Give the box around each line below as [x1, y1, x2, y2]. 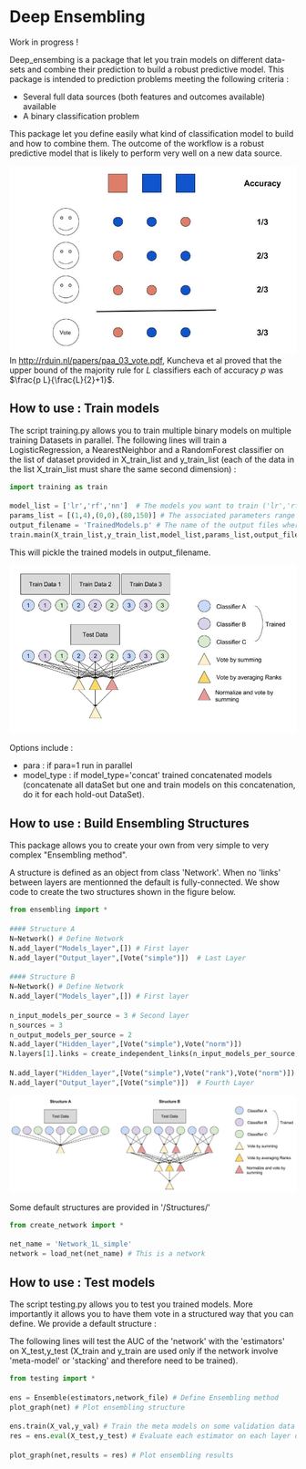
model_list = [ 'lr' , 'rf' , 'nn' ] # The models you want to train [9, 501, 259, 511]
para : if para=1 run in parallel [22, 760, 133, 771]
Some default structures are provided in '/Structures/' [9, 1201, 211, 1213]
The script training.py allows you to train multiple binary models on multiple [9, 425, 291, 436]
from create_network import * [9, 1220, 125, 1229]
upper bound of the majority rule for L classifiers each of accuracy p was [9, 365, 284, 375]
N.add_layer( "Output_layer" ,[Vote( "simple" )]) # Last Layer [9, 953, 247, 962]
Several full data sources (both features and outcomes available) [22, 91, 266, 102]
